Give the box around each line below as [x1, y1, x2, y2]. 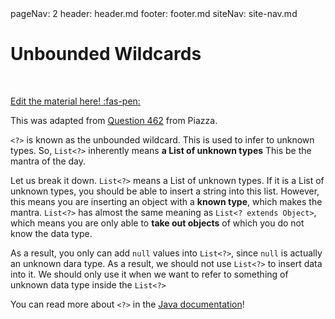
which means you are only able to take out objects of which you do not [10, 217, 305, 229]
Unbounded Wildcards [10, 43, 202, 66]
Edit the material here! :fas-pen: [10, 95, 141, 107]
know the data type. [10, 227, 93, 239]
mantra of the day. [10, 155, 87, 167]
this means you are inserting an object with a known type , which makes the [10, 195, 323, 207]
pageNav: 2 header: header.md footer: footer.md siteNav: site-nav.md [10, 8, 298, 19]
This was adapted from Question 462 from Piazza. [10, 114, 218, 126]
